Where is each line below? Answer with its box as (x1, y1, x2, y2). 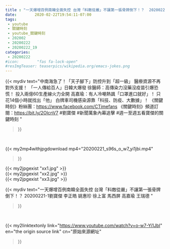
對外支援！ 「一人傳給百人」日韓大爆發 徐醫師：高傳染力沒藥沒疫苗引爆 (5, 84, 154, 91)
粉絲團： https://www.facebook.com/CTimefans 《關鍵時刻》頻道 (18, 104, 154, 110)
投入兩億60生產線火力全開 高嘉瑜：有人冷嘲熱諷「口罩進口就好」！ (15, 91, 155, 97)
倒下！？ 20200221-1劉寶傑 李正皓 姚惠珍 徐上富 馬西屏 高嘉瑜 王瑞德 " (5, 193, 153, 199)
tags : (5, 17, 17, 22)
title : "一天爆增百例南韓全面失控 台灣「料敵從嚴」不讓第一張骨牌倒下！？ (5, 7, 145, 13)
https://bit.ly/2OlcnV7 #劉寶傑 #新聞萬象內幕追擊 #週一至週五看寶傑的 (14, 110, 159, 116)
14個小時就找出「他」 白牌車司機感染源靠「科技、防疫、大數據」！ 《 (9, 97, 154, 104)
